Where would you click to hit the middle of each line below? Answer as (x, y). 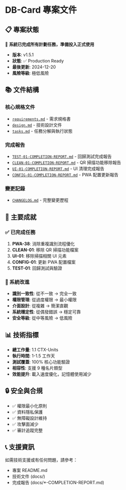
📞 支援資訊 (20, 447)
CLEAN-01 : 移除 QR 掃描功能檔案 (45, 250)
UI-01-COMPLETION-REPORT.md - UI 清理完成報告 (58, 169)
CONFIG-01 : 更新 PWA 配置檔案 (44, 262)
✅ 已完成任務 (20, 232)
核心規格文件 (20, 107)
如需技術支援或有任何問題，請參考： (41, 460)
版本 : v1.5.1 (23, 55)
